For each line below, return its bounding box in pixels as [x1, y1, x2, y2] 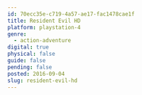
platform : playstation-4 [7, 24, 81, 31]
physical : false [7, 51, 55, 58]
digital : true [7, 44, 50, 51]
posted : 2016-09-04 [7, 70, 65, 77]
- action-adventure [13, 37, 72, 44]
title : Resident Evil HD [7, 17, 81, 24]
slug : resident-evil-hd [7, 76, 78, 84]
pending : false [7, 64, 53, 71]
